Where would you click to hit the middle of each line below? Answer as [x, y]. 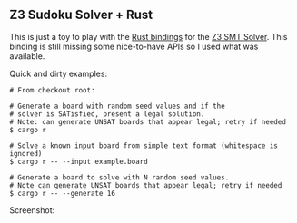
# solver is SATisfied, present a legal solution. [107, 114]
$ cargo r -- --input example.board [79, 161]
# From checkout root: [52, 90]
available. [27, 56]
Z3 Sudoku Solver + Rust [81, 15]
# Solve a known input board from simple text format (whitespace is [144, 145]
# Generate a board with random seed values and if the [117, 106]
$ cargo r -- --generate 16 [63, 193]
